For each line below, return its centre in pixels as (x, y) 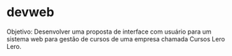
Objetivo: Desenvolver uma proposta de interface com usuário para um (109, 31)
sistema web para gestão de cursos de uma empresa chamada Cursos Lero (116, 38)
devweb (30, 12)
